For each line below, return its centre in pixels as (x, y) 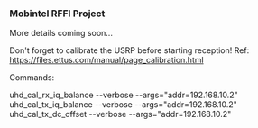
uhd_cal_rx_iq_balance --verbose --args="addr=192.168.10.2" (124, 95)
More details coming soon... (61, 33)
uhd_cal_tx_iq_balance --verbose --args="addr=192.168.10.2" (123, 105)
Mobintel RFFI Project (57, 14)
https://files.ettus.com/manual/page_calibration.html (107, 60)
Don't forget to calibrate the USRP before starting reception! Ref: (129, 50)
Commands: (32, 78)
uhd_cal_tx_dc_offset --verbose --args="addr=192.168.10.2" (120, 114)
